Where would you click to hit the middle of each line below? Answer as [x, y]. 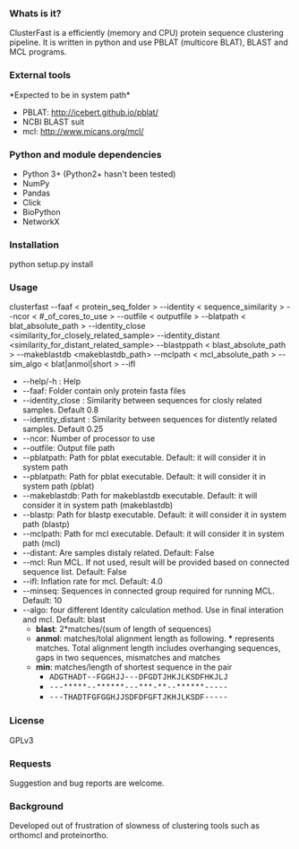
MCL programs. [38, 52]
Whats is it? [35, 13]
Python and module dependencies [85, 154]
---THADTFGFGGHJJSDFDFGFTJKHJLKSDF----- [138, 698]
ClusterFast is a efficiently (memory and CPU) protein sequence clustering [146, 33]
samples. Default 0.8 [60, 410]
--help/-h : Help [51, 381]
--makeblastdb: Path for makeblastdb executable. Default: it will [140, 496]
